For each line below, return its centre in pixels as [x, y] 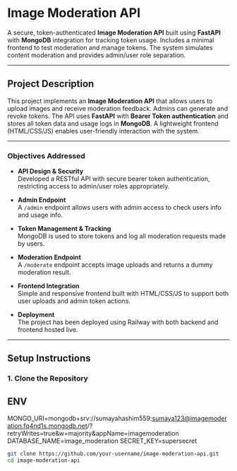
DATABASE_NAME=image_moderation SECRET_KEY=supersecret [102, 441]
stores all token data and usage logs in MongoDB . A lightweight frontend [113, 123]
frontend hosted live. [48, 330]
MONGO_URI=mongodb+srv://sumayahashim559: [80, 419]
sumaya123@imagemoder [190, 419]
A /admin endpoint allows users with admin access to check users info [120, 208]
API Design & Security [50, 172]
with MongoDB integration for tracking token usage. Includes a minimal [111, 40]
